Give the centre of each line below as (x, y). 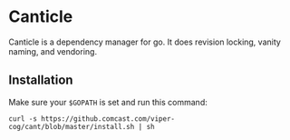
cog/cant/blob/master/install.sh (72, 126)
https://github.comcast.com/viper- (108, 119)
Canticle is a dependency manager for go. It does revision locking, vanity (145, 42)
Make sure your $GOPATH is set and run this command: (108, 102)
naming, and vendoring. (53, 51)
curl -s (23, 119)
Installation (41, 80)
